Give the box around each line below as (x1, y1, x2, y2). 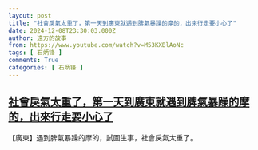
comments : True (8, 57, 59, 65)
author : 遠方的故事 (8, 34, 67, 42)
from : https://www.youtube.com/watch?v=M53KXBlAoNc (8, 41, 184, 49)
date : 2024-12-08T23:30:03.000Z (8, 26, 116, 34)
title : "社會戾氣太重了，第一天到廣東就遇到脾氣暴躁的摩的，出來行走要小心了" (8, 19, 237, 27)
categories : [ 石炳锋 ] (8, 64, 84, 72)
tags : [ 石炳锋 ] (8, 49, 62, 57)
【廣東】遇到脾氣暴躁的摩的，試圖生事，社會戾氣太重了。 (8, 132, 197, 142)
